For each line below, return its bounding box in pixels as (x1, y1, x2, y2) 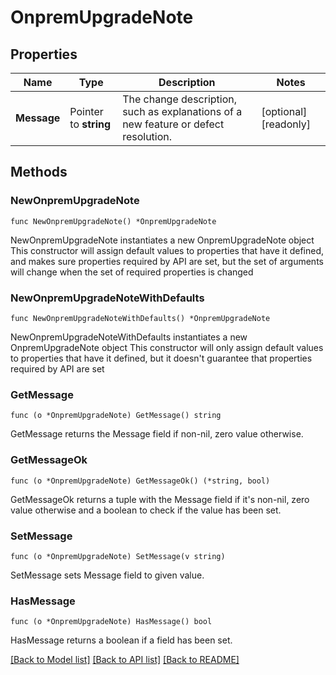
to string (69, 117, 112, 131)
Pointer (69, 105, 104, 118)
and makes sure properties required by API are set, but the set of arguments (10, 255, 324, 267)
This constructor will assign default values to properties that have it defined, (10, 244, 325, 256)
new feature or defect (122, 117, 225, 131)
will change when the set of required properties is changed (10, 266, 254, 278)
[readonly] (261, 117, 311, 131)
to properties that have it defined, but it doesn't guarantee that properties (10, 352, 313, 364)
